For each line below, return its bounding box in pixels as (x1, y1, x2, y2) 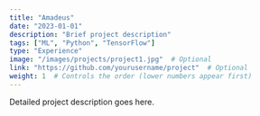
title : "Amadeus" (9, 13, 75, 22)
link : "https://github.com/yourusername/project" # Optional (9, 64, 248, 73)
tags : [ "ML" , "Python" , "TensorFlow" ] (9, 38, 155, 48)
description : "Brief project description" (9, 30, 172, 39)
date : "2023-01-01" (9, 22, 83, 31)
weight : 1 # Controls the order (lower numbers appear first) (9, 72, 253, 81)
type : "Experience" (9, 47, 83, 56)
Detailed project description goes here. (9, 96, 155, 107)
